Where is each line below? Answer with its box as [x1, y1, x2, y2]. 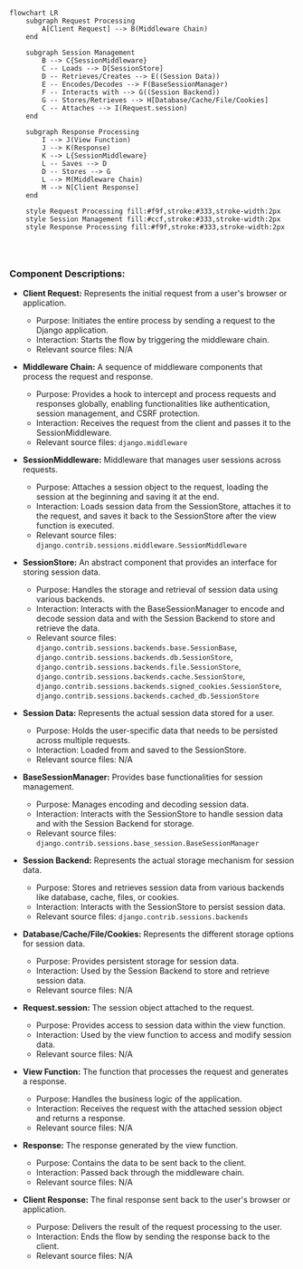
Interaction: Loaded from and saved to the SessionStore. [35, 744, 247, 756]
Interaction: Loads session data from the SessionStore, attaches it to [35, 501, 291, 512]
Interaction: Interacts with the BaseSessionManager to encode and [35, 604, 285, 615]
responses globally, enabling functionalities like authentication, [35, 399, 270, 410]
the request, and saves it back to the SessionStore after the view [35, 510, 278, 521]
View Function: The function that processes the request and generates [22, 1066, 289, 1078]
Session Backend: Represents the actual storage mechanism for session [22, 855, 295, 866]
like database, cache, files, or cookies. [35, 892, 179, 903]
